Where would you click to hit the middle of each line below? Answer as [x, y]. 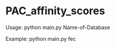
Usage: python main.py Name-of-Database [58, 27]
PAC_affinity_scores [55, 11]
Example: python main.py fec [41, 39]
